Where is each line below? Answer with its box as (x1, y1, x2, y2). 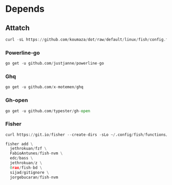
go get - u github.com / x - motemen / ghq (5, 85, 83, 90)
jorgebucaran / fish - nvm (10, 175, 58, 180)
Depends (5, 3, 45, 15)
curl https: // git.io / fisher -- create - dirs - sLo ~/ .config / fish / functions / (5, 132, 168, 137)
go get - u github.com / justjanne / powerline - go (5, 61, 104, 66)
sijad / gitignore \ (10, 170, 50, 175)
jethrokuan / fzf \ (10, 146, 47, 151)
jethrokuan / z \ (10, 160, 42, 166)
